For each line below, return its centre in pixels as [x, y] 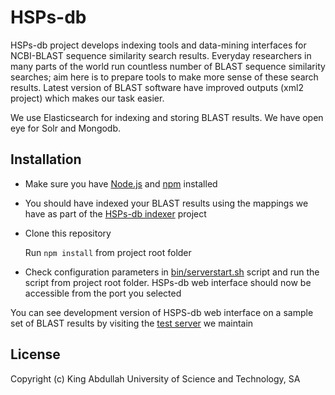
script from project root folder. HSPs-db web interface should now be [168, 282]
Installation [46, 159]
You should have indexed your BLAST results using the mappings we [166, 203]
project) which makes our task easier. [87, 98]
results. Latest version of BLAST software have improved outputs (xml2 [157, 87]
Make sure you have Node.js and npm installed [121, 183]
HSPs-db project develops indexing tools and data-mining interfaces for [158, 45]
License [35, 354]
